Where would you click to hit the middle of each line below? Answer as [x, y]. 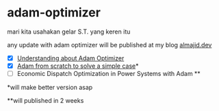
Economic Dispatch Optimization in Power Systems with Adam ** [108, 74]
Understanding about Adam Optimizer [70, 58]
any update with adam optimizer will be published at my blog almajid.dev [109, 45]
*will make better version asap [50, 88]
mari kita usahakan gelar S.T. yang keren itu [69, 32]
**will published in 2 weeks [46, 101]
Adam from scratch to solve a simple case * [78, 66]
